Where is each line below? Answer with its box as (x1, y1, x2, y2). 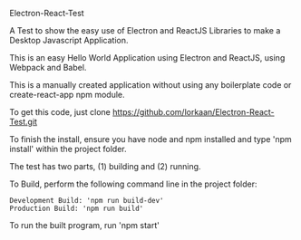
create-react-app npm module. (9, 90, 125, 100)
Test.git (9, 117, 38, 127)
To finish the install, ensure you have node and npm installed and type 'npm (9, 134, 292, 144)
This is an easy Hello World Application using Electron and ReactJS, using (9, 53, 286, 62)
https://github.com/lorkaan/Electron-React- (112, 107, 275, 117)
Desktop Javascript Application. (9, 35, 129, 45)
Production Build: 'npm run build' (9, 204, 144, 213)
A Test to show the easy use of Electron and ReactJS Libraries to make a (9, 25, 281, 35)
